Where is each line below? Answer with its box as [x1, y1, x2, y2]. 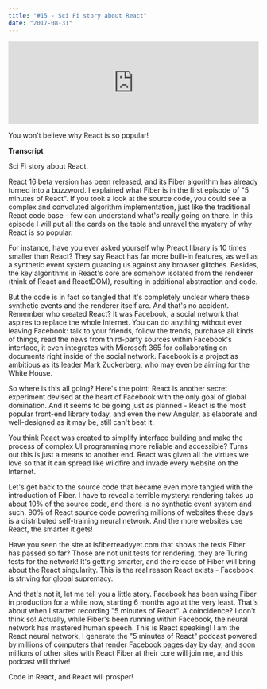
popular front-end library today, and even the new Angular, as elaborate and [8, 409, 257, 418]
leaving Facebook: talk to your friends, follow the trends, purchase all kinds [8, 325, 254, 335]
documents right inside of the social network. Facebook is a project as [8, 351, 238, 360]
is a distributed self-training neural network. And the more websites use [8, 516, 243, 525]
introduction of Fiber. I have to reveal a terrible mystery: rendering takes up [8, 490, 254, 500]
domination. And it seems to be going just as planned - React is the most [8, 400, 246, 410]
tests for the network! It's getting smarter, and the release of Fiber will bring [8, 556, 256, 566]
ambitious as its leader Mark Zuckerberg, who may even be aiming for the [8, 360, 250, 369]
